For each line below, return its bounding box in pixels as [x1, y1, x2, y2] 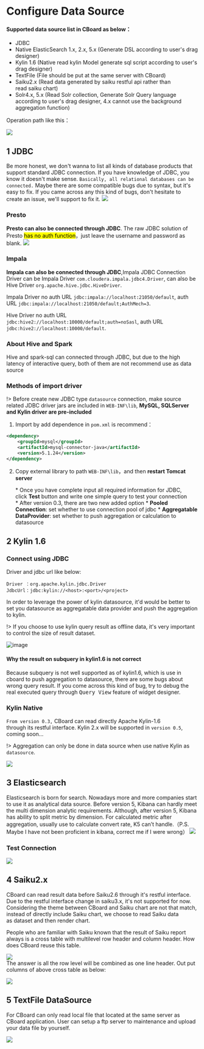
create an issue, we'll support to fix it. [6, 196, 100, 203]
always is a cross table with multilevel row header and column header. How [6, 935, 195, 942]
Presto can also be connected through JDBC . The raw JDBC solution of [6, 224, 188, 232]
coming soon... [6, 730, 44, 738]
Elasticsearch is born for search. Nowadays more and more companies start [6, 794, 197, 801]
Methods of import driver [6, 382, 82, 390]
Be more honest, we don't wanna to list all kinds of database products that [6, 163, 193, 170]
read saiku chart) [15, 85, 58, 92]
